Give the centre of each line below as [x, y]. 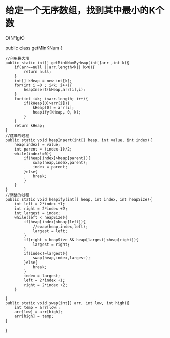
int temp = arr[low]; [37, 307]
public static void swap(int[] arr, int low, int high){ [67, 303]
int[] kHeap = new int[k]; [43, 81]
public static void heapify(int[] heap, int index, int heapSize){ [79, 199]
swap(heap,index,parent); [60, 162]
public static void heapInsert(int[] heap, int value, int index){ [79, 140]
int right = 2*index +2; [41, 209]
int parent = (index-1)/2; [43, 149]
